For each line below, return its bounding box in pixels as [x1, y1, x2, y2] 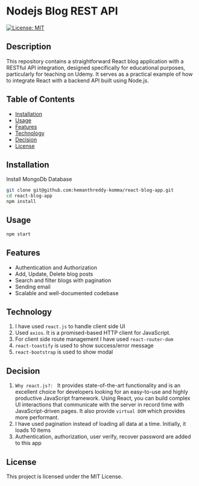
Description [6, 42, 51, 52]
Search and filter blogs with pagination [14, 276, 112, 284]
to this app [14, 440, 42, 447]
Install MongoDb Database [6, 176, 72, 183]
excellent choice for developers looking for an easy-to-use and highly [14, 388, 189, 396]
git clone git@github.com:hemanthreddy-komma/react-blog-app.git [6, 187, 174, 193]
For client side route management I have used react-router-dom [14, 335, 174, 343]
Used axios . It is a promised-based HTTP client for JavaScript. [14, 329, 171, 337]
